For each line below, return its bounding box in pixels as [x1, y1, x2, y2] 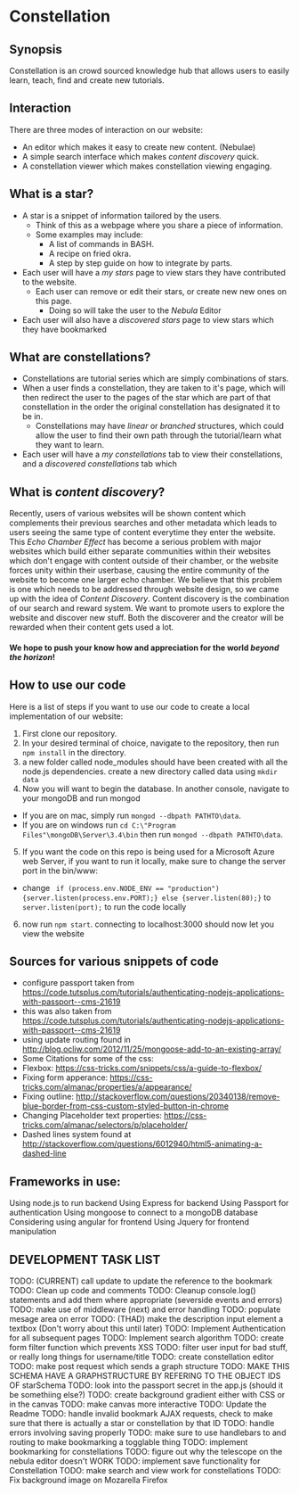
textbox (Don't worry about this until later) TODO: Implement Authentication [9, 1323, 287, 1334]
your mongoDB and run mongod [21, 792, 141, 804]
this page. [35, 295, 73, 306]
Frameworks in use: [9, 1174, 122, 1189]
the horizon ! [9, 651, 56, 662]
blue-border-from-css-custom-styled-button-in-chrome [21, 1101, 230, 1111]
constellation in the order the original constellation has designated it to [21, 401, 280, 412]
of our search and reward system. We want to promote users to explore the [9, 603, 285, 614]
